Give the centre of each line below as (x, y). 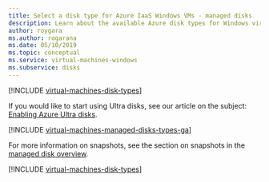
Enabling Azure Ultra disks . (53, 114)
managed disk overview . (48, 153)
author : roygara (35, 30)
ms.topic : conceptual (44, 53)
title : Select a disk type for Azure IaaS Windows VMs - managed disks (130, 16)
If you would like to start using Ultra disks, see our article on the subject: (128, 105)
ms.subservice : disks (44, 68)
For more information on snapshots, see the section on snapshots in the (127, 145)
